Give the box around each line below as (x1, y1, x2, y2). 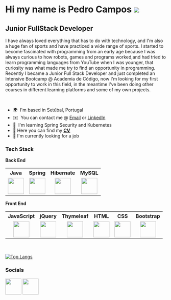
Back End (5, 157, 26, 164)
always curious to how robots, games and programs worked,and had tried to (5, 54, 166, 60)
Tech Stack (5, 145, 34, 152)
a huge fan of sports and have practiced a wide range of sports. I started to (5, 43, 164, 49)
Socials (5, 267, 24, 274)
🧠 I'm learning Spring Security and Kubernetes (12, 122, 112, 128)
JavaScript (8, 213, 35, 220)
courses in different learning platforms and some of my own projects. (5, 87, 151, 93)
